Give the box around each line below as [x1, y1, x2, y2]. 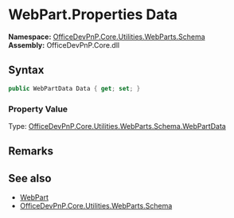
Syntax [8, 64, 45, 77]
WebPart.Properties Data [8, 6, 177, 24]
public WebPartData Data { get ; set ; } [8, 84, 141, 92]
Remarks [8, 145, 54, 158]
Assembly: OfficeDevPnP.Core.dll [8, 40, 120, 49]
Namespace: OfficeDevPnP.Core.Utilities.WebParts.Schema [8, 32, 205, 41]
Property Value [8, 103, 68, 115]
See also [8, 171, 52, 185]
